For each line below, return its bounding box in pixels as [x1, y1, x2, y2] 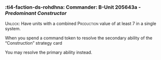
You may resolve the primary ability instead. [5, 49, 93, 55]
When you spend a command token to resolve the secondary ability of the [5, 35, 153, 41]
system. [5, 26, 21, 32]
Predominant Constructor [5, 10, 67, 16]
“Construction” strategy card [5, 40, 62, 46]
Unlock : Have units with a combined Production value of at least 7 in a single [5, 21, 156, 26]
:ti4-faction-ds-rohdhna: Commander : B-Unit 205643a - [5, 4, 141, 11]
